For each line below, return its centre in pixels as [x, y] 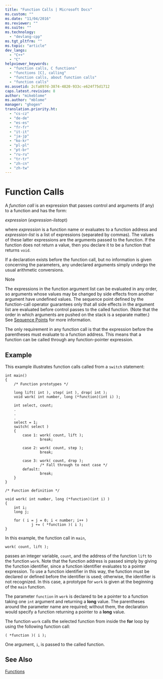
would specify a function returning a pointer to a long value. [65, 612]
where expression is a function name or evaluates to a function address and [81, 230]
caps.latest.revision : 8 [30, 91]
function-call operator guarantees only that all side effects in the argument [80, 304]
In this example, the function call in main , [45, 538]
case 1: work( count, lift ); [53, 435]
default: [31, 469]
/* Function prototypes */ [41, 384]
